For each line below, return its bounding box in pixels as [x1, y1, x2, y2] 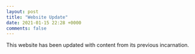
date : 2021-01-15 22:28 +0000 [6, 20, 82, 26]
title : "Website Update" [6, 14, 68, 20]
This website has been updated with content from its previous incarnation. [6, 42, 190, 49]
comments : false [6, 25, 47, 31]
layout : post [6, 8, 39, 15]
